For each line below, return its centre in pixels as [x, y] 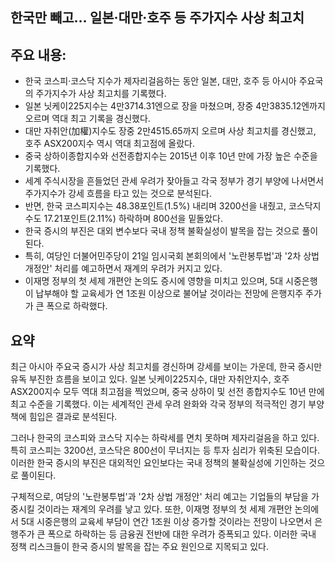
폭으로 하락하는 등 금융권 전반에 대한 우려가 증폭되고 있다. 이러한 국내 [182, 534]
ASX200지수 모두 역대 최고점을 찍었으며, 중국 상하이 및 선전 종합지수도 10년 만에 [167, 392]
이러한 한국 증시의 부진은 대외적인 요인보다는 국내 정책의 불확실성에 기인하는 [158, 463]
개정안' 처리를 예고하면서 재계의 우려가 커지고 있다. [123, 269]
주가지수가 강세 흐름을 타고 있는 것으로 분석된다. [118, 194]
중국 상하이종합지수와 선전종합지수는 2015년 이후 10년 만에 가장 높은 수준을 [171, 156]
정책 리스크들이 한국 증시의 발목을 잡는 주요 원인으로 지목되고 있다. [139, 547]
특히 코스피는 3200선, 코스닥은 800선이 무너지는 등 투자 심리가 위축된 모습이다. [165, 450]
